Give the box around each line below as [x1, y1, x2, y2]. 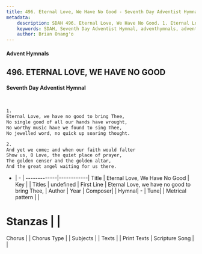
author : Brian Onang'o [17, 31, 74, 37]
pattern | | [14, 194, 40, 201]
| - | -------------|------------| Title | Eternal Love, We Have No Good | [14, 175, 189, 182]
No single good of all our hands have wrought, [6, 119, 128, 125]
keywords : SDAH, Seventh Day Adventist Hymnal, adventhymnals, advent [17, 25, 198, 32]
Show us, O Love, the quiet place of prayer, [6, 152, 122, 158]
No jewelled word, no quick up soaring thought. [6, 130, 130, 136]
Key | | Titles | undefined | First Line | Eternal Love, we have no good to [14, 181, 191, 188]
